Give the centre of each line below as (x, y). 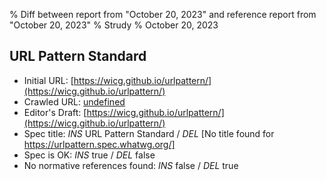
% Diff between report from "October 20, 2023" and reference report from (163, 14)
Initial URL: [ (48, 80)
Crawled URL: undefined (74, 101)
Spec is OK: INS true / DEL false (89, 155)
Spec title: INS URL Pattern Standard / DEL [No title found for (149, 133)
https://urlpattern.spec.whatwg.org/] (99, 144)
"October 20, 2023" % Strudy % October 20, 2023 (114, 25)
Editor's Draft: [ (55, 112)
